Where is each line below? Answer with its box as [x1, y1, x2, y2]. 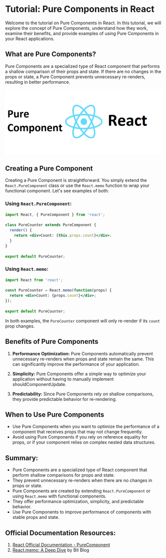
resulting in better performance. [5, 79, 70, 85]
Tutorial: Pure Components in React [5, 3, 155, 15]
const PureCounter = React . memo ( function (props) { [5, 288, 112, 293]
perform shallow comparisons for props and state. [12, 472, 115, 478]
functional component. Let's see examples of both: [5, 188, 109, 194]
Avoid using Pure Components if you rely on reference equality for [12, 434, 148, 440]
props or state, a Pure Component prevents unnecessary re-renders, [5, 73, 146, 80]
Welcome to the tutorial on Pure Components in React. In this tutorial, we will [5, 20, 162, 26]
